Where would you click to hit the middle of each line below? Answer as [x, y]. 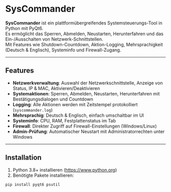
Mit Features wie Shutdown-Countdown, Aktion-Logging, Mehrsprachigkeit [84, 44]
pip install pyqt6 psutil [33, 184]
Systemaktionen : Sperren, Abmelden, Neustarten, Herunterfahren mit [86, 93]
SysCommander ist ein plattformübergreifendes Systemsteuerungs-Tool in [84, 23]
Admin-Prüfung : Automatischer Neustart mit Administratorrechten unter [89, 131]
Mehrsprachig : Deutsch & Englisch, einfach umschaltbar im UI [78, 115]
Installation [23, 158]
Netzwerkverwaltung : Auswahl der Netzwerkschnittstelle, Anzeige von [88, 83]
